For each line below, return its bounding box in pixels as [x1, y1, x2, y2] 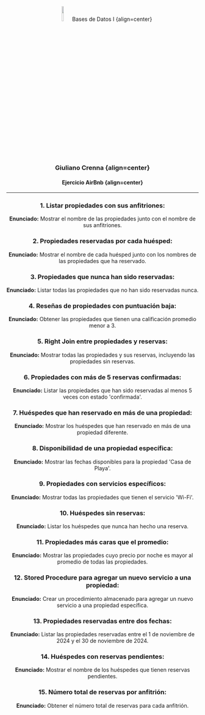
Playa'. [94, 464, 111, 472]
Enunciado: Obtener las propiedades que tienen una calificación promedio [9, 316, 196, 323]
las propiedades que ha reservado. [59, 257, 146, 264]
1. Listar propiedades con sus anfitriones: [40, 201, 165, 210]
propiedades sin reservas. [70, 357, 135, 365]
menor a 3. [88, 322, 117, 329]
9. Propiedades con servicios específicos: [38, 479, 167, 488]
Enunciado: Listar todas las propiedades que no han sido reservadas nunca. [6, 286, 199, 294]
